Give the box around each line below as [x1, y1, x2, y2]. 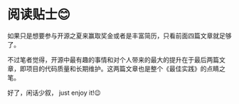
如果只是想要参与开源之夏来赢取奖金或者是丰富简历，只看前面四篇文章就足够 [7, 31, 232, 40]
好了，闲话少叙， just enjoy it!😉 [7, 88, 101, 97]
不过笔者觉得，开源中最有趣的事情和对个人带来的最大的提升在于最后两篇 [7, 55, 219, 64]
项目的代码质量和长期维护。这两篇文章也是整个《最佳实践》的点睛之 [26, 64, 225, 73]
